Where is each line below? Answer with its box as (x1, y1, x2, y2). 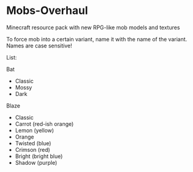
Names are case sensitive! (6, 42, 73, 49)
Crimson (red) (15, 146, 50, 153)
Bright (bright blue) (15, 153, 63, 160)
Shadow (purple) (15, 159, 58, 166)
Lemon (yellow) (15, 126, 55, 134)
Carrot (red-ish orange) (15, 120, 74, 128)
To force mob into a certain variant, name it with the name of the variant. (6, 35, 188, 43)
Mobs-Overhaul (6, 4, 88, 18)
